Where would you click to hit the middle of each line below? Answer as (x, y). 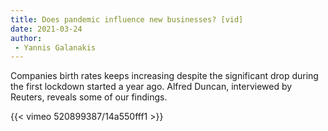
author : (26, 38)
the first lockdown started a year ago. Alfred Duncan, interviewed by (151, 87)
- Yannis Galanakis (55, 47)
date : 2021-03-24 (46, 29)
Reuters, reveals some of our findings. (89, 97)
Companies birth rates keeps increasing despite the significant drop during (164, 76)
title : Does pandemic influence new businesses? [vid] (127, 19)
